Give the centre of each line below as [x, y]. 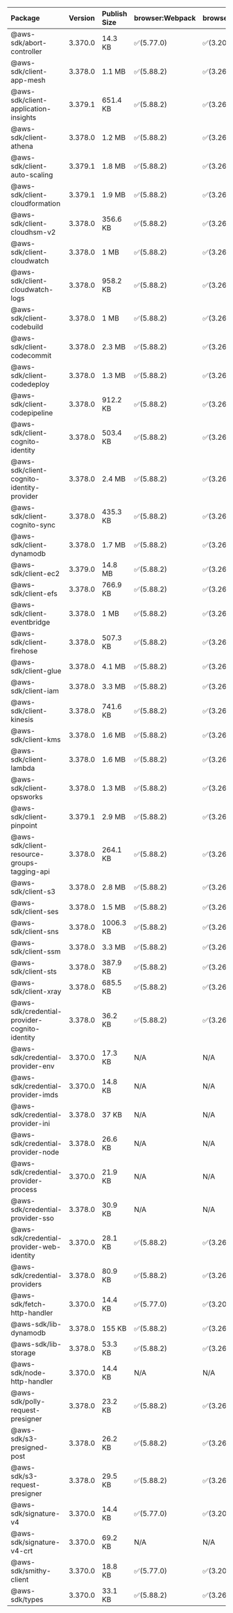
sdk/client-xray [36, 991]
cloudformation [36, 203]
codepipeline [32, 413]
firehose [24, 651]
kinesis [22, 720]
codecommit [31, 355]
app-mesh [28, 80]
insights [24, 117]
